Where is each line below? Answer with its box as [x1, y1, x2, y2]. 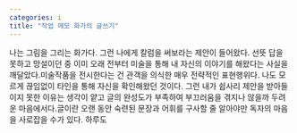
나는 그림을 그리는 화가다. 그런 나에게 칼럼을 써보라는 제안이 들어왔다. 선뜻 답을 [9, 46, 284, 58]
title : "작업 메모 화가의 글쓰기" [9, 21, 119, 30]
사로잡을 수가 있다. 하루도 [18, 113, 107, 125]
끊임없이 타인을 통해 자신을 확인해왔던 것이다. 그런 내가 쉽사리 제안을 [25, 80, 265, 91]
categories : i [9, 12, 63, 22]
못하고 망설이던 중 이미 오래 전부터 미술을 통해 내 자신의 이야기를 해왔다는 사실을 [9, 58, 289, 69]
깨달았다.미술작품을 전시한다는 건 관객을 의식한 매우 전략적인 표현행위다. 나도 [9, 69, 277, 80]
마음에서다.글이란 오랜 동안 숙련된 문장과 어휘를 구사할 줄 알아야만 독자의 [18, 103, 272, 113]
